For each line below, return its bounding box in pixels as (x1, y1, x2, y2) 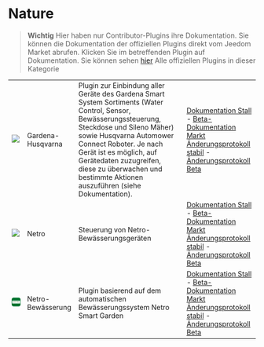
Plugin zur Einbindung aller (78, 80, 165, 90)
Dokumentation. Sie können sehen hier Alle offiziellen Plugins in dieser (27, 56, 256, 65)
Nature (8, 5, 54, 23)
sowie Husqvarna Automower (78, 130, 174, 140)
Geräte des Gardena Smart (78, 89, 165, 98)
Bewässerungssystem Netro (78, 303, 170, 312)
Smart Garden (78, 311, 124, 320)
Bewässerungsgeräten (78, 233, 152, 243)
